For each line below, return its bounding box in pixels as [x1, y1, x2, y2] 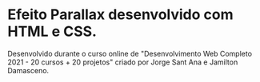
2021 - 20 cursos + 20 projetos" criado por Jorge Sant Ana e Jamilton [7, 57, 238, 67]
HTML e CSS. [7, 22, 98, 41]
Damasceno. [7, 65, 50, 75]
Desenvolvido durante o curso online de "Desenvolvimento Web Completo [7, 49, 253, 58]
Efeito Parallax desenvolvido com [7, 6, 234, 24]
